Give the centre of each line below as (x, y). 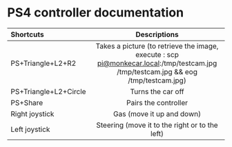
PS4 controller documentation (96, 13)
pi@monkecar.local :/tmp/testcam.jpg (157, 63)
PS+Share (27, 102)
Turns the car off (157, 91)
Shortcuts (27, 34)
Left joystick (30, 129)
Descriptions (157, 34)
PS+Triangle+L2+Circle (48, 91)
